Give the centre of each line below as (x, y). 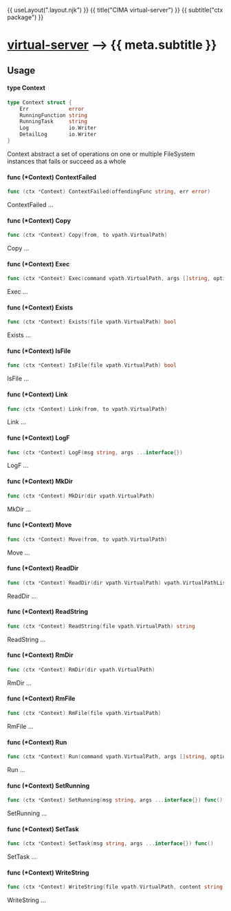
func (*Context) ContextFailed (52, 177)
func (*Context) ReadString (47, 612)
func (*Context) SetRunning (48, 785)
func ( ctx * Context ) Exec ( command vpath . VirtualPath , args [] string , (109, 279)
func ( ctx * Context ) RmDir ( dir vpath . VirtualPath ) (81, 669)
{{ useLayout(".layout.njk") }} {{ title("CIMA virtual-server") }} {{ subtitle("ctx (115, 10)
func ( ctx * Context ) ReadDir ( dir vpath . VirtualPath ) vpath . (95, 583)
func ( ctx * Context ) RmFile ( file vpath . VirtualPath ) (84, 714)
